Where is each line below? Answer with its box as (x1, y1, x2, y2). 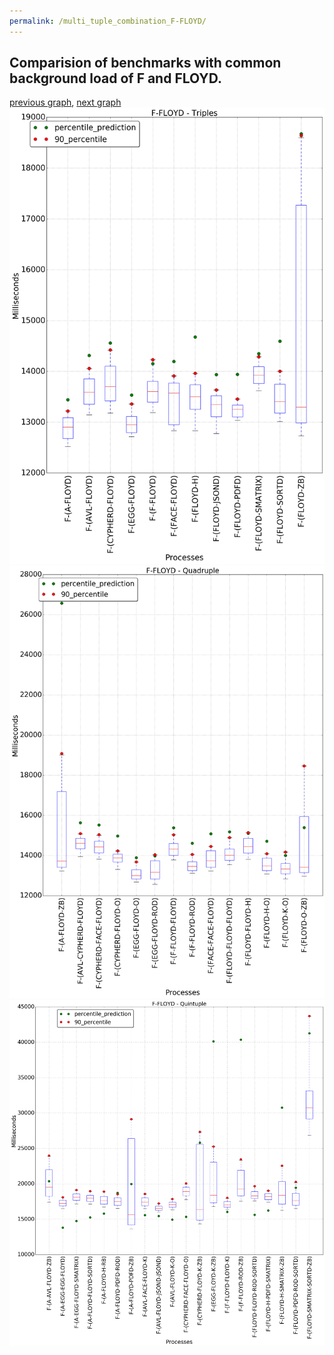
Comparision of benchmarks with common (9, 55, 282, 72)
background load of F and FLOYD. (9, 70, 222, 87)
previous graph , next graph (9, 96, 122, 109)
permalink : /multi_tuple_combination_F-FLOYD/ (9, 16, 207, 26)
